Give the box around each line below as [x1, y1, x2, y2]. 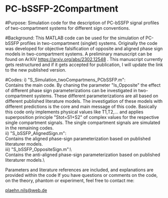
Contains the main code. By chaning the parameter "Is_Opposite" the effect [5, 82, 161, 88]
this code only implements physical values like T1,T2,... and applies [5, 109, 144, 115]
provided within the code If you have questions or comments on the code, [5, 172, 158, 178]
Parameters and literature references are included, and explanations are [5, 167, 154, 173]
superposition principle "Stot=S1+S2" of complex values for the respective [5, 114, 159, 120]
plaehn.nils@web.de [5, 187, 48, 193]
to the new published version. [5, 67, 67, 73]
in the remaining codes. [5, 124, 54, 131]
